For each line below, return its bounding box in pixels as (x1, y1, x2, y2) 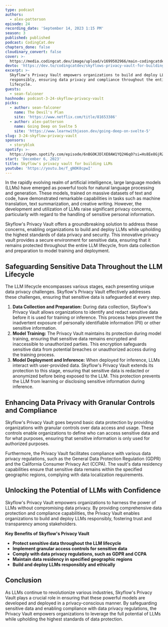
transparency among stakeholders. (5, 521, 77, 527)
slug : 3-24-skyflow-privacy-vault (5, 133, 77, 138)
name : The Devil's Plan (14, 110, 64, 115)
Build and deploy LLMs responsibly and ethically (12, 561, 115, 567)
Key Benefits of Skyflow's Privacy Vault (5, 530, 89, 536)
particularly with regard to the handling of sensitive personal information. (5, 212, 155, 218)
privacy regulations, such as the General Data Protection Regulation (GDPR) (5, 456, 161, 462)
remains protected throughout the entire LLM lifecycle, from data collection (5, 243, 160, 249)
